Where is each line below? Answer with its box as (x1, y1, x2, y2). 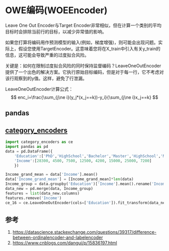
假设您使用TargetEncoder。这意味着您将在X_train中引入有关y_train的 (18, 45, 161, 52)
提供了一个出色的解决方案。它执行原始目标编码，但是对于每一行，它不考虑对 (5, 69, 164, 75)
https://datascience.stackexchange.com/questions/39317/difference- (12, 229, 157, 235)
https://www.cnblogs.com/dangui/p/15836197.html (12, 240, 117, 246)
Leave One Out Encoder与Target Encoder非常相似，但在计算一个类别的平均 (5, 22, 162, 28)
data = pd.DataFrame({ (5, 148, 53, 154)
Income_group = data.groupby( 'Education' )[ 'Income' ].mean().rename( (5, 181, 152, 187)
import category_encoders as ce (5, 139, 73, 144)
